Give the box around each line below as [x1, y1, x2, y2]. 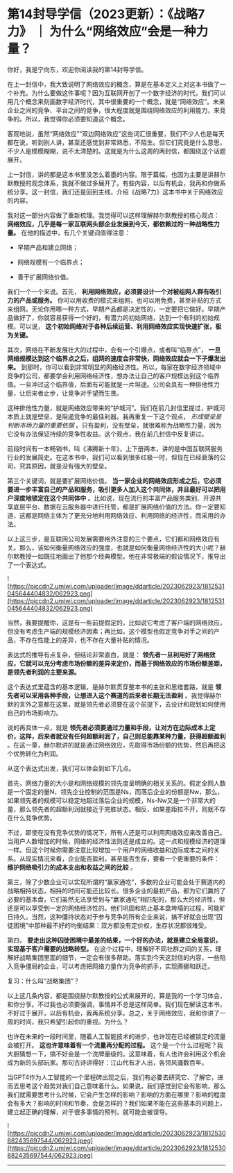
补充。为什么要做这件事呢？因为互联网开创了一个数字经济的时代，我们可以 [12, 88, 226, 97]
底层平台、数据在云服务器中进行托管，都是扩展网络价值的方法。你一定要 [12, 503, 220, 511]
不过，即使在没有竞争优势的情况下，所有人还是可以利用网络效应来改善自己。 [7, 828, 226, 836]
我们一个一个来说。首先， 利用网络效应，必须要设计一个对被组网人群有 [7, 287, 209, 296]
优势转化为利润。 [12, 749, 62, 757]
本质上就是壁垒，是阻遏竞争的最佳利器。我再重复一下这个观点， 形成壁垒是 [7, 412, 222, 421]
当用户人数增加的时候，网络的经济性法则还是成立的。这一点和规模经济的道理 [7, 837, 226, 845]
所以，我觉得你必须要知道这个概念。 [25, 115, 129, 123]
